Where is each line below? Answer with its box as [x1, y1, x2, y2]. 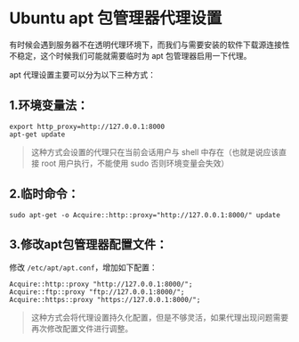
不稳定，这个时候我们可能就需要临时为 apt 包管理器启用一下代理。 [9, 50, 252, 61]
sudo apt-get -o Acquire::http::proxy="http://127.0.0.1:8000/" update [9, 210, 280, 219]
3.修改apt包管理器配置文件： [9, 237, 168, 252]
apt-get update [9, 130, 66, 139]
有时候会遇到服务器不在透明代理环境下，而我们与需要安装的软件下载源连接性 [9, 39, 290, 50]
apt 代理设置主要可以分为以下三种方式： [9, 69, 156, 80]
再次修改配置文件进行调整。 [30, 323, 133, 334]
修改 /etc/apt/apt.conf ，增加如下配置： [9, 262, 158, 273]
